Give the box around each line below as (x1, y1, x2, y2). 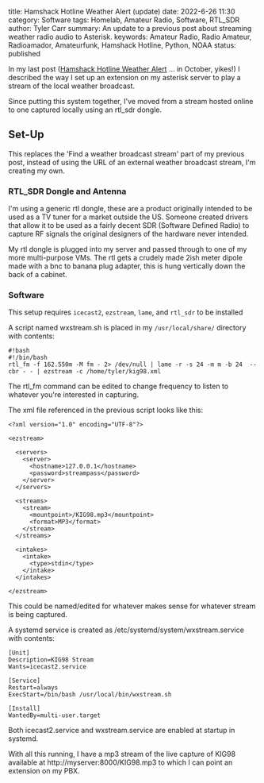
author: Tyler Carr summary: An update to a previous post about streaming (8, 24, 252, 33)
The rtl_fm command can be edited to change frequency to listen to (8, 381, 228, 391)
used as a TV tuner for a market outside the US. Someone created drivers (8, 212, 248, 222)
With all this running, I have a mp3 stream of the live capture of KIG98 (8, 750, 236, 759)
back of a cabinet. (8, 270, 67, 280)
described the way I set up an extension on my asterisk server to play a (8, 73, 241, 82)
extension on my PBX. (8, 766, 81, 776)
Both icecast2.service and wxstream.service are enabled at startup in (8, 726, 235, 735)
